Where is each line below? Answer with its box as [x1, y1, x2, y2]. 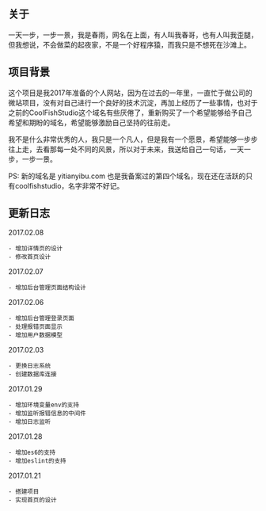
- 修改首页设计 [8, 253, 51, 261]
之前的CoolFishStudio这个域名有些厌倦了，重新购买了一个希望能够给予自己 [8, 108, 252, 117]
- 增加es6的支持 [8, 448, 56, 457]
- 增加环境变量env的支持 [8, 401, 79, 410]
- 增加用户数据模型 [8, 331, 63, 339]
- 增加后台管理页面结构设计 [8, 284, 87, 292]
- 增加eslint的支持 [8, 457, 66, 465]
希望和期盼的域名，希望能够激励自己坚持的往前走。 [8, 117, 175, 127]
